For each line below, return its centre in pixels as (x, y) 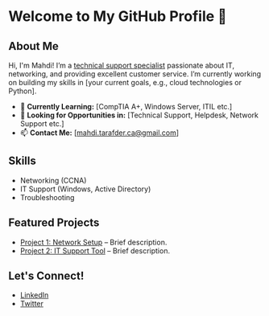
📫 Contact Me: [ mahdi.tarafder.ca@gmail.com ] (99, 133)
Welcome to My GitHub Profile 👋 (118, 16)
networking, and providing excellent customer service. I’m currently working (135, 74)
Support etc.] (42, 123)
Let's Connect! (46, 276)
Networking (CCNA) (53, 180)
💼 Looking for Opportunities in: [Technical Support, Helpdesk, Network (139, 115)
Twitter (32, 304)
